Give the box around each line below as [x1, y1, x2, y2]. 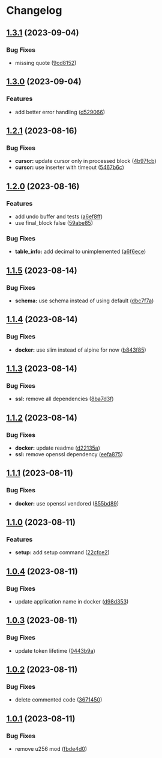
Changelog [6, 4, 62, 17]
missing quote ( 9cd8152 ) [14, 59, 77, 66]
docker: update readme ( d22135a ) [14, 444, 101, 451]
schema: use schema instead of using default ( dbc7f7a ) [14, 297, 154, 304]
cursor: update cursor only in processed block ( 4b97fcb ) [14, 157, 157, 165]
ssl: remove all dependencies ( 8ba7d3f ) [14, 395, 114, 403]
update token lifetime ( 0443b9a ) [14, 647, 96, 654]
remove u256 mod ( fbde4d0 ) [14, 745, 88, 753]
